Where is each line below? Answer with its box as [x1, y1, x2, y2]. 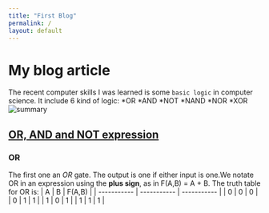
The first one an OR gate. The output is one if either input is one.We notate [8, 170, 255, 179]
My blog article [8, 61, 110, 79]
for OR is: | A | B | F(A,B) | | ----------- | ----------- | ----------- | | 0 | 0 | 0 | [8, 187, 259, 196]
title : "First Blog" [8, 11, 78, 20]
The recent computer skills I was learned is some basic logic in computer [8, 87, 254, 97]
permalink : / [8, 19, 52, 27]
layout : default [8, 26, 62, 34]
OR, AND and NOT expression [8, 127, 159, 141]
